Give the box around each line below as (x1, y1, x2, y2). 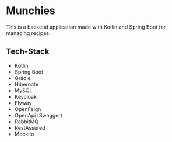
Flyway (14, 99, 32, 106)
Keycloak (14, 93, 37, 100)
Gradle (14, 74, 31, 81)
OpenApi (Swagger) (14, 112, 63, 119)
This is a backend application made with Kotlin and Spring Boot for (6, 23, 166, 30)
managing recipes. (6, 29, 51, 36)
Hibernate (14, 81, 39, 88)
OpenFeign (14, 105, 41, 112)
